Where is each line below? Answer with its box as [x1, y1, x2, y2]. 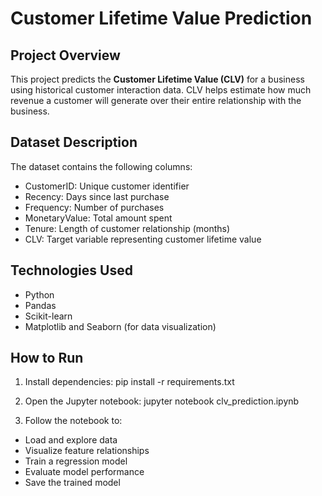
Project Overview [10, 47, 121, 64]
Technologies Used [10, 262, 133, 279]
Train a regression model [24, 455, 128, 467]
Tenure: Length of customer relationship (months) [24, 222, 231, 234]
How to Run [10, 350, 84, 367]
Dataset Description [10, 134, 138, 151]
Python [24, 288, 55, 301]
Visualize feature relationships [24, 445, 150, 457]
